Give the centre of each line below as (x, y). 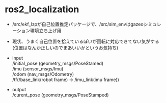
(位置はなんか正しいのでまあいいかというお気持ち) (65, 47)
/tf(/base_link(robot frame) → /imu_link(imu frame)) (65, 80)
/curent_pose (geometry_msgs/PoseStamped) (60, 95)
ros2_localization (42, 9)
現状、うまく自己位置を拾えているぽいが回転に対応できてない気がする (86, 41)
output (19, 89)
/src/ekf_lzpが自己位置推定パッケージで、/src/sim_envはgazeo (78, 24)
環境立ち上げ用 (46, 30)
